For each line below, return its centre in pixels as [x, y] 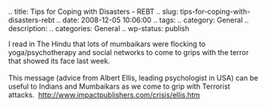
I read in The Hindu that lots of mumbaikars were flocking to [107, 44]
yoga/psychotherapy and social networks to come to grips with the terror [129, 52]
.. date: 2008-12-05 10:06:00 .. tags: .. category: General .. [153, 20]
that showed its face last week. [59, 61]
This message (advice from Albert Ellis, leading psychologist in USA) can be [133, 78]
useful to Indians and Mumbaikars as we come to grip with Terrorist [119, 86]
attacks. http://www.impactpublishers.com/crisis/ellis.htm [104, 95]
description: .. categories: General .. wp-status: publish [99, 28]
